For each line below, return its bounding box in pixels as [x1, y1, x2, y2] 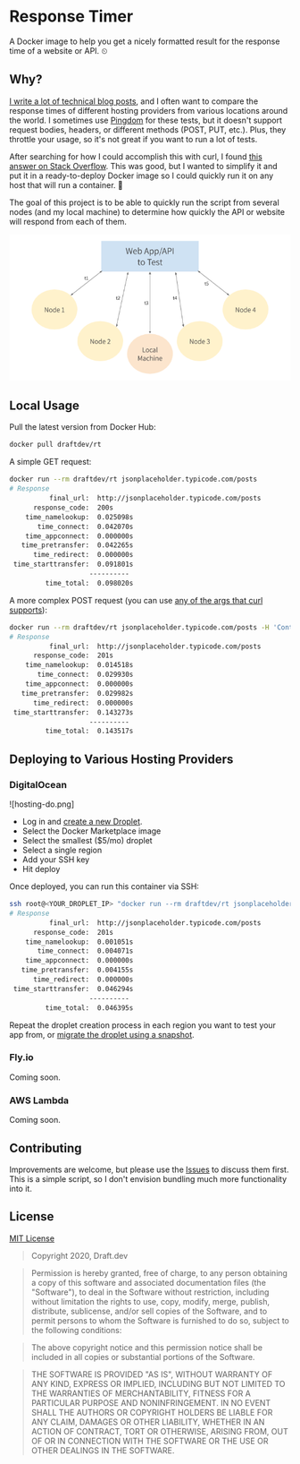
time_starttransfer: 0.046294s [12, 984, 134, 993]
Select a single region [21, 844, 103, 856]
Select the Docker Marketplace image [21, 826, 162, 836]
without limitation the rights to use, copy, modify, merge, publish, [30, 1296, 271, 1306]
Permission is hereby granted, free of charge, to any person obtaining [30, 1267, 288, 1278]
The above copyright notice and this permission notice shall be [30, 1341, 263, 1353]
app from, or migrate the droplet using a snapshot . [9, 1029, 195, 1040]
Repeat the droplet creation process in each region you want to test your [9, 1019, 277, 1031]
